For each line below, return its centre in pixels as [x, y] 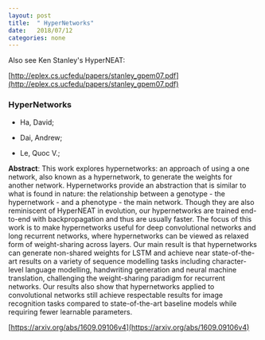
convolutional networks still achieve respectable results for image [116, 295]
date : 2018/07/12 [41, 30]
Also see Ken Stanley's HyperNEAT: [67, 60]
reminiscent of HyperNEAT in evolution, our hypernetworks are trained [124, 211]
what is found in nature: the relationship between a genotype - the [117, 193]
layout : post [30, 15]
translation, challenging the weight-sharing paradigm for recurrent [117, 278]
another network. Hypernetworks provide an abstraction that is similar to [127, 185]
